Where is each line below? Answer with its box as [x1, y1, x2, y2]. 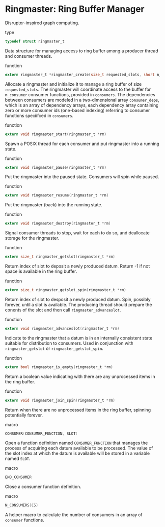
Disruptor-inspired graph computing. [5, 20, 80, 26]
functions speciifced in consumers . [5, 113, 74, 118]
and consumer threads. [5, 53, 53, 59]
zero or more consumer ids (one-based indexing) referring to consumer [5, 107, 150, 113]
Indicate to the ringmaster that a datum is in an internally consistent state [5, 335, 153, 341]
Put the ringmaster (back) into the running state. [5, 202, 103, 208]
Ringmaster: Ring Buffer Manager [5, 3, 145, 15]
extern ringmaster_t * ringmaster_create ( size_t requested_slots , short [5, 72, 155, 77]
